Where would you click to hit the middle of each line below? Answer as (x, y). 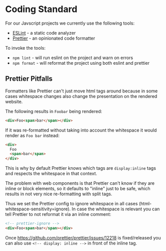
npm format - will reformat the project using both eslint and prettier (81, 63)
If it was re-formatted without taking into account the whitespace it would (81, 130)
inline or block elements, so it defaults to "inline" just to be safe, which (78, 189)
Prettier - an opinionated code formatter (54, 38)
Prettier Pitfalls (29, 79)
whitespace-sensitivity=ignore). (38, 209)
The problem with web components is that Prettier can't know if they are (80, 183)
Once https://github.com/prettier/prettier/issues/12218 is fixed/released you (83, 237)
